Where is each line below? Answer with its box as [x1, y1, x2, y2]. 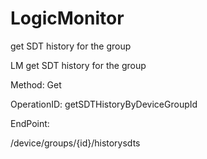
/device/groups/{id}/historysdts [10, 137, 141, 149]
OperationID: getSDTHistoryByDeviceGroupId [10, 98, 198, 110]
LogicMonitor [10, 7, 125, 30]
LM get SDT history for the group [10, 59, 147, 71]
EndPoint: [10, 117, 50, 129]
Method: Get [10, 78, 62, 91]
